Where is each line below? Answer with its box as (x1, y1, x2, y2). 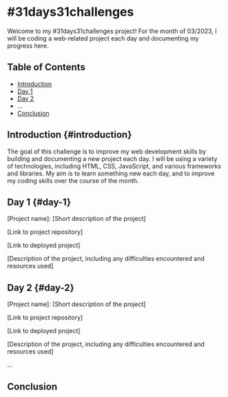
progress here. (7, 41, 50, 50)
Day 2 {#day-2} (7, 281, 74, 293)
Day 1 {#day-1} (7, 196, 72, 208)
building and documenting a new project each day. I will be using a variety (7, 154, 218, 162)
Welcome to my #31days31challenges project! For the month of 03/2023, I (7, 27, 217, 35)
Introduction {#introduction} (7, 129, 132, 141)
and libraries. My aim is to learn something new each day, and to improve (7, 169, 215, 178)
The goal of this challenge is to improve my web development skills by (7, 147, 207, 155)
